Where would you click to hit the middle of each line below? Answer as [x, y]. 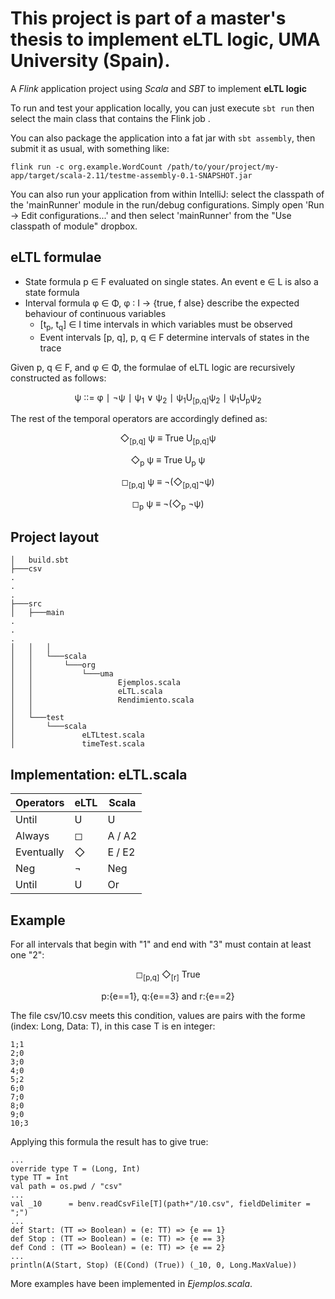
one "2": [27, 954]
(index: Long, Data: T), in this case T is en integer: [113, 1026]
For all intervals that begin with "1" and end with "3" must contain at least [161, 944]
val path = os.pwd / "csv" [66, 1186]
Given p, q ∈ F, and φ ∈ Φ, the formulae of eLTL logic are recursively [153, 367]
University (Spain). [90, 61]
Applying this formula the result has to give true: [109, 1141]
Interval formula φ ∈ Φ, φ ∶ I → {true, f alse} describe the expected [162, 303]
